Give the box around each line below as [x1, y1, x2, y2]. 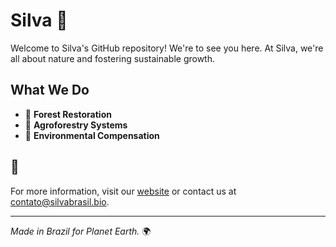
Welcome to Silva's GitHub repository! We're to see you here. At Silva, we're [10, 42, 324, 54]
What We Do [10, 82, 90, 99]
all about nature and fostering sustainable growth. [10, 52, 215, 64]
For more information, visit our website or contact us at [10, 185, 237, 197]
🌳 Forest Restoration [24, 108, 112, 120]
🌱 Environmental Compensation [24, 129, 160, 141]
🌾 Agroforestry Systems [24, 119, 128, 131]
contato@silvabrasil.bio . [10, 195, 110, 208]
